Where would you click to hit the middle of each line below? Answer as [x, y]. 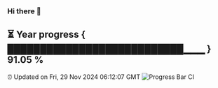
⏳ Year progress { [47, 35]
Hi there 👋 [25, 11]
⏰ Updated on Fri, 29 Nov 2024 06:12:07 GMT [74, 77]
